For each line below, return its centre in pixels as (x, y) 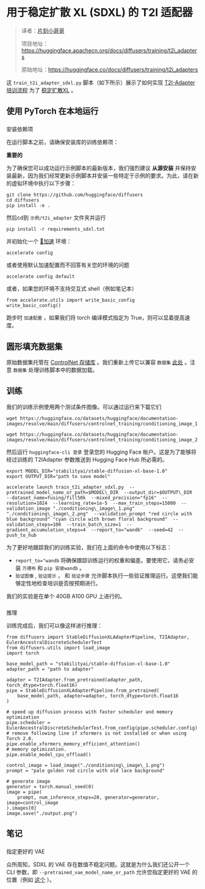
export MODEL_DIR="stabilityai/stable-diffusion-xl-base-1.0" (87, 471)
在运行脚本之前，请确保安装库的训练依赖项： (63, 142)
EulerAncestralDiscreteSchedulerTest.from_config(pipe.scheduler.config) (102, 728)
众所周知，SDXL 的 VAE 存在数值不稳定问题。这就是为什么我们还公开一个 (98, 865)
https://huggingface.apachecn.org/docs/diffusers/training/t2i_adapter (109, 50)
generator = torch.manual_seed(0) (50, 786)
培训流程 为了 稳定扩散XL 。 (41, 90)
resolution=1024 (27, 503)
